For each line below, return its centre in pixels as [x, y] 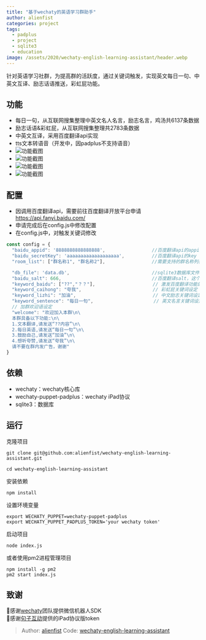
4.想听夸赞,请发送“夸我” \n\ [44, 341]
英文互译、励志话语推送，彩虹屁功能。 [55, 83]
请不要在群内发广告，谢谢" [41, 347]
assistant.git [25, 458]
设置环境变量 [22, 505]
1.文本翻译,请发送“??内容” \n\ [46, 324]
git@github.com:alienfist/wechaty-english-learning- [102, 453]
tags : [13, 29]
